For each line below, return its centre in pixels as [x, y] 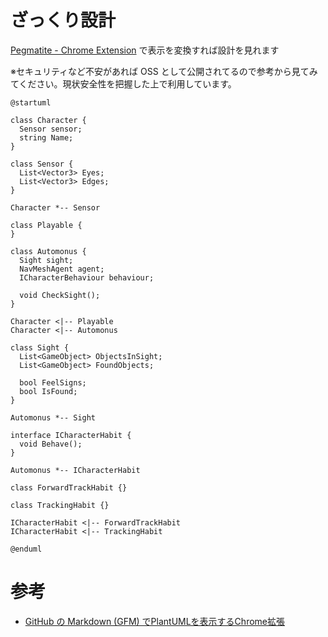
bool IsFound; [48, 391]
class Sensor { [42, 164]
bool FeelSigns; [53, 382]
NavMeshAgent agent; [62, 269]
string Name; [46, 137]
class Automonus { [48, 251]
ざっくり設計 [63, 20]
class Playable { [46, 225]
